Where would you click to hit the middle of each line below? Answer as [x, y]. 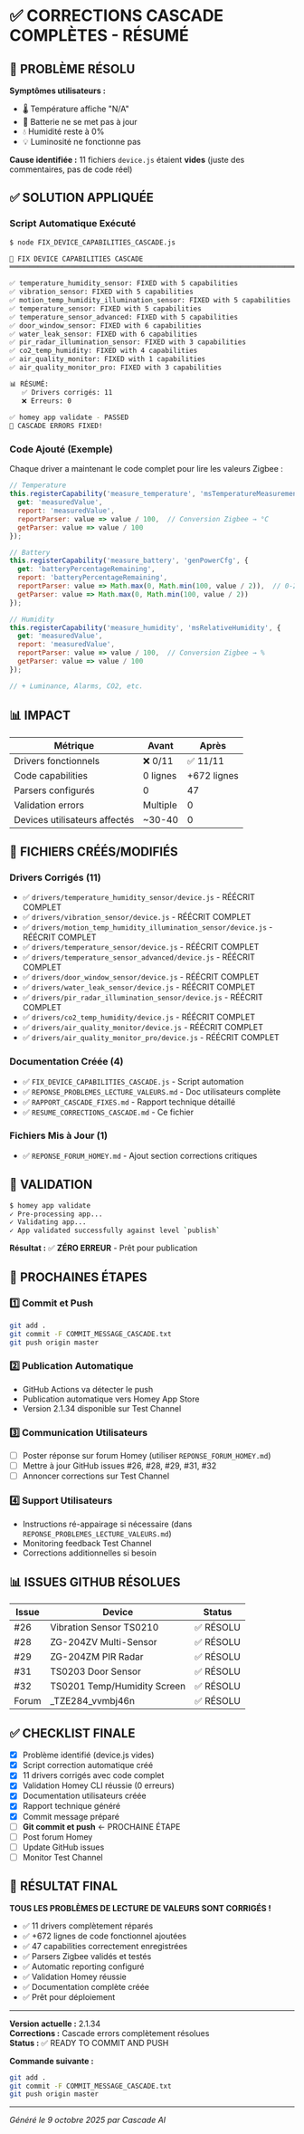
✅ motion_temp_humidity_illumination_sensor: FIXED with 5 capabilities [150, 301]
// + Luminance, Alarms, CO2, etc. [76, 686]
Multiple [161, 805]
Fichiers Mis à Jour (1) [59, 1135]
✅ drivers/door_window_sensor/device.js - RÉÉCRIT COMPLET [141, 977]
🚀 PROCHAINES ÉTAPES [78, 1277]
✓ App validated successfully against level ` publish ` [115, 1231]
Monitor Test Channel [63, 1857]
